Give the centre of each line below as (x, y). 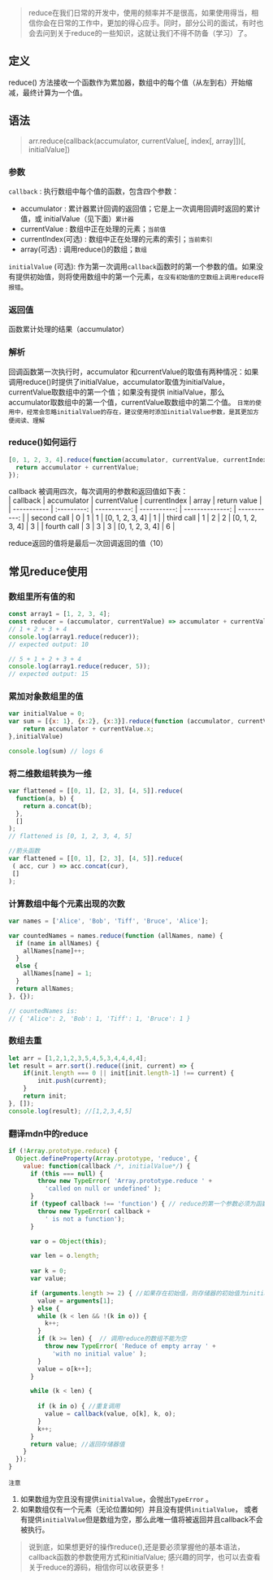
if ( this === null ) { (67, 1174)
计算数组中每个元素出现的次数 (67, 904)
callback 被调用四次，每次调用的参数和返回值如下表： (98, 491)
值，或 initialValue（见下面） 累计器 (77, 218)
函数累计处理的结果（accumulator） (69, 330)
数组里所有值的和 (42, 596)
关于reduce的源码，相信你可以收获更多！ (97, 1567)
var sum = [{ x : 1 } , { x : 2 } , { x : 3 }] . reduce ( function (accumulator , (121, 722)
